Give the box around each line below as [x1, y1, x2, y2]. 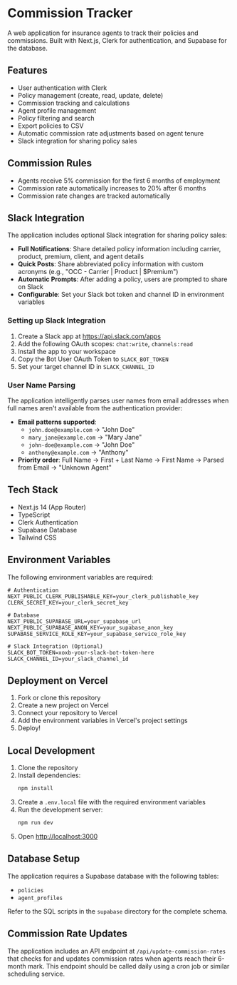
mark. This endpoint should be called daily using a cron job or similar [27, 961, 230, 970]
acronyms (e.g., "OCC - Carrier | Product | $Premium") [17, 268, 179, 276]
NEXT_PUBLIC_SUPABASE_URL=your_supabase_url [7, 617, 142, 625]
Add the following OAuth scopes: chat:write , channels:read [17, 339, 194, 348]
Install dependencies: [17, 771, 81, 779]
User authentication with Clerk [17, 84, 107, 92]
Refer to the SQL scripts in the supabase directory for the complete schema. [7, 906, 228, 915]
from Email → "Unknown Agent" [17, 463, 112, 472]
